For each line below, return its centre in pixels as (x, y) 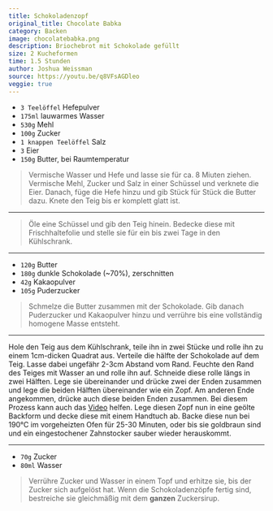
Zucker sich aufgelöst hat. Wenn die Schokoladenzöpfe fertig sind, (140, 489)
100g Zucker (40, 133)
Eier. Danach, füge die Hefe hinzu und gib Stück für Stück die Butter (142, 192)
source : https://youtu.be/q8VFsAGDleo (74, 76)
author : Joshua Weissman (50, 69)
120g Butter (39, 264)
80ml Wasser (41, 465)
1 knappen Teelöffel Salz (63, 141)
